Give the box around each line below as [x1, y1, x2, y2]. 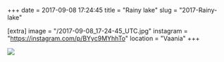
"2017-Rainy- [179, 6, 218, 14]
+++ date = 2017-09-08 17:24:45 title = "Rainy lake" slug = [7, 6, 178, 14]
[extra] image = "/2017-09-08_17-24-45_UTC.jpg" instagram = [7, 27, 188, 35]
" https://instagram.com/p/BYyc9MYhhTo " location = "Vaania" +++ [7, 34, 200, 42]
